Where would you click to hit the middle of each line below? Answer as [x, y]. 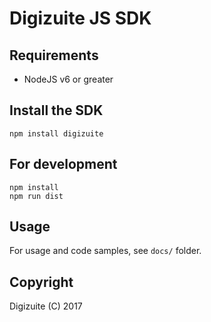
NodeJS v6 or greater [68, 79]
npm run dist [36, 196]
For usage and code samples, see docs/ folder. [105, 251]
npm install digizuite [56, 133]
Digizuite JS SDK [80, 18]
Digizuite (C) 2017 [46, 306]
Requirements [54, 55]
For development [63, 164]
